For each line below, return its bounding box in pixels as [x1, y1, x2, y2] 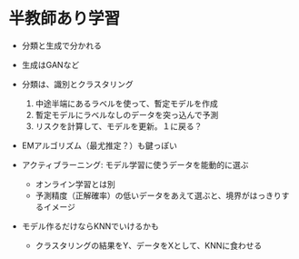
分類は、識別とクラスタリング [21, 78, 134, 89]
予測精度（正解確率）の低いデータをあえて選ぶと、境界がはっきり [35, 190, 283, 201]
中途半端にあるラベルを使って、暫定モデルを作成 [35, 97, 219, 109]
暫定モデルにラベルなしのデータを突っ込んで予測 [35, 109, 219, 120]
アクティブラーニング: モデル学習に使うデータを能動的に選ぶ [21, 159, 249, 170]
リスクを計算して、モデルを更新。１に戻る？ [35, 120, 203, 132]
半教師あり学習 [8, 8, 121, 29]
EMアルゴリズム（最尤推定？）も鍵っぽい [21, 140, 178, 151]
